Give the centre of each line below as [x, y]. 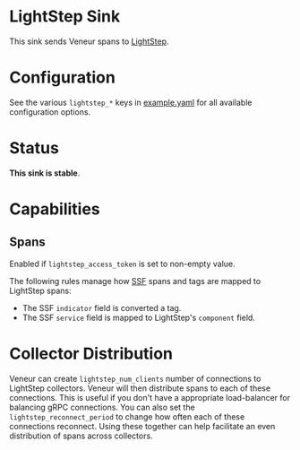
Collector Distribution [91, 354]
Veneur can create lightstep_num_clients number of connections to [135, 378]
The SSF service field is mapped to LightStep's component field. [138, 317]
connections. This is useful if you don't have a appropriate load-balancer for [150, 397]
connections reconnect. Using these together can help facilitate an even [142, 426]
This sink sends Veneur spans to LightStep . [89, 41]
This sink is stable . [45, 173]
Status [34, 148]
